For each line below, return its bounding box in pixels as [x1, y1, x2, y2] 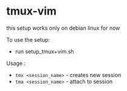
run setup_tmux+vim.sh [15, 47, 74, 55]
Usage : [6, 59, 26, 67]
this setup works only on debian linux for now [6, 24, 120, 32]
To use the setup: [6, 36, 50, 43]
